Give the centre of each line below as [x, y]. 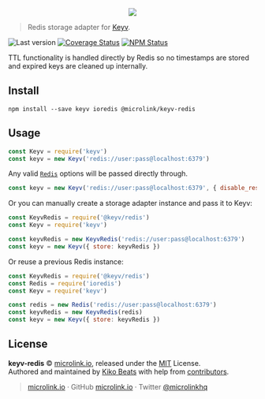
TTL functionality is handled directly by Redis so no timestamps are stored [129, 58]
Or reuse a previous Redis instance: [66, 261]
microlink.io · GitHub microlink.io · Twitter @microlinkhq [118, 386]
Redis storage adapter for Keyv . [79, 27]
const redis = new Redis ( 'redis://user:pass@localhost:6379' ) [112, 305]
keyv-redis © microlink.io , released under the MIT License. [105, 363]
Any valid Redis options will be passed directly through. [98, 173]
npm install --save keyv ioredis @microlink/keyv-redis [102, 109]
